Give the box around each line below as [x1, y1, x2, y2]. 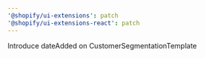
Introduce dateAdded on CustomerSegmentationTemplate [7, 41, 197, 50]
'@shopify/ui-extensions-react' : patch [7, 19, 140, 27]
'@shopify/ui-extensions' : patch [7, 11, 119, 20]
